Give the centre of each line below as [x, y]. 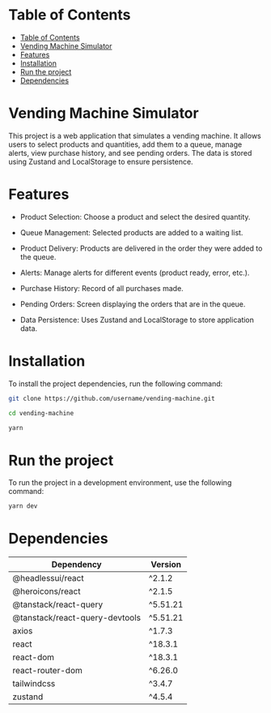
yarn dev [23, 506]
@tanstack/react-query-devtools [77, 618]
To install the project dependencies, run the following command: [116, 384]
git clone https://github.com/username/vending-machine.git [112, 398]
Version [166, 565]
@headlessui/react [48, 578]
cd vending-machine [41, 413]
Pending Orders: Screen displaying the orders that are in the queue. [133, 304]
